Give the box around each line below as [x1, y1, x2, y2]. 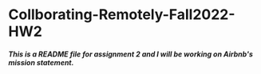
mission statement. [8, 57, 74, 67]
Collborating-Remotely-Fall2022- [8, 6, 235, 24]
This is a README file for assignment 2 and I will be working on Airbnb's [8, 49, 254, 59]
